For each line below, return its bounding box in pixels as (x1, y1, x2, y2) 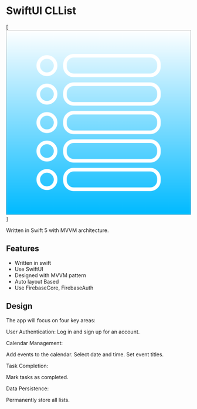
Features (6, 244, 39, 254)
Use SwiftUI (14, 265, 43, 272)
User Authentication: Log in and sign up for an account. (6, 328, 140, 335)
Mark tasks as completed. (6, 373, 69, 380)
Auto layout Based (14, 278, 59, 285)
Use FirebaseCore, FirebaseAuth (14, 284, 94, 291)
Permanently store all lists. (6, 396, 70, 403)
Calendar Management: (6, 339, 63, 346)
